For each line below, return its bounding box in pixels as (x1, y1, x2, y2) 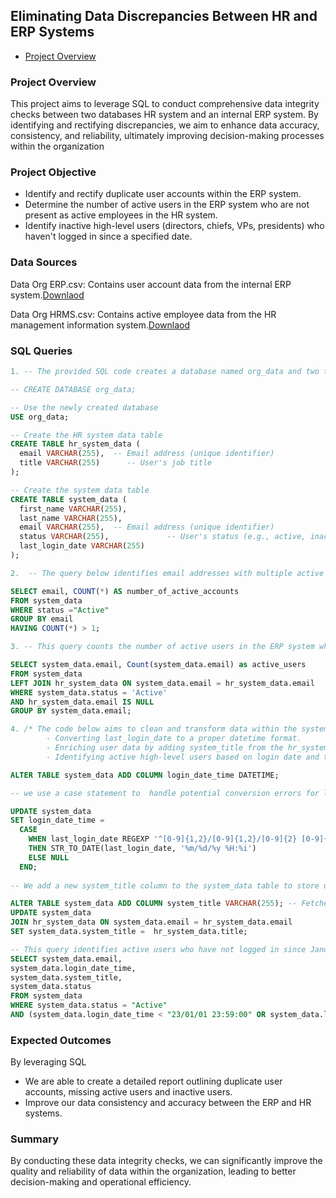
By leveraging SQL (10, 1056, 87, 1068)
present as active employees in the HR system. (24, 209, 218, 221)
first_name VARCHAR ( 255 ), (19, 504, 128, 514)
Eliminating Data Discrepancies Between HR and (10, 8, 318, 25)
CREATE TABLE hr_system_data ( (10, 439, 141, 449)
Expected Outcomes (10, 1033, 112, 1047)
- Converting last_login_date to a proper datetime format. (46, 734, 302, 744)
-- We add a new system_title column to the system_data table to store (10, 880, 320, 891)
